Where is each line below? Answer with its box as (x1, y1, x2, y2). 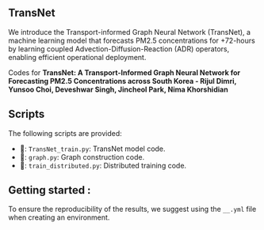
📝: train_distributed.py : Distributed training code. (19, 160, 187, 170)
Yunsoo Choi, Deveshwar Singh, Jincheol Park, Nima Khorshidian (8, 85, 228, 94)
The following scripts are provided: (8, 128, 123, 138)
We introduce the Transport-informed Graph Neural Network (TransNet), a (8, 27, 251, 36)
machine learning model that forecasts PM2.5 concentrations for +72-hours (8, 36, 255, 45)
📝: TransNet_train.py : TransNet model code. (19, 144, 166, 153)
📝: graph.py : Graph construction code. (19, 152, 145, 161)
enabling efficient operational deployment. (8, 52, 147, 62)
